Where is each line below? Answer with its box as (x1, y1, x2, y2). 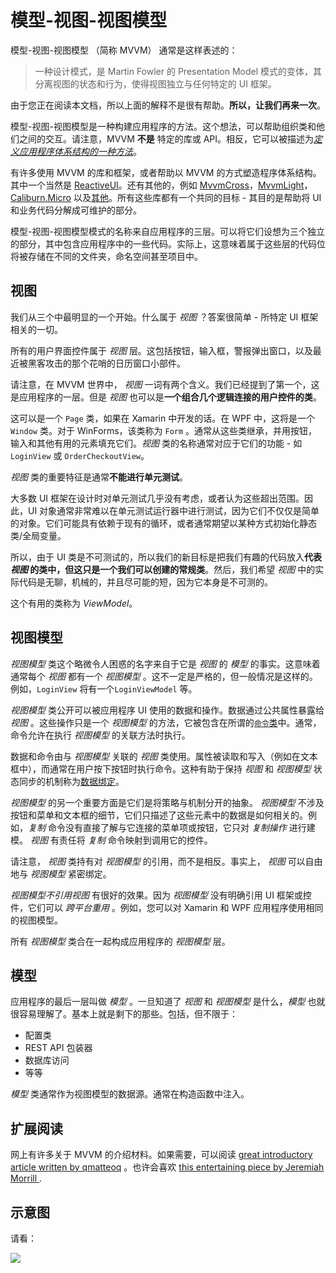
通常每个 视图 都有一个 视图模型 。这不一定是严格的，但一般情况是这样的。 (10, 670, 318, 682)
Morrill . (10, 1172, 43, 1185)
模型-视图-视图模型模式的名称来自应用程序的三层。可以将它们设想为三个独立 (10, 225, 325, 237)
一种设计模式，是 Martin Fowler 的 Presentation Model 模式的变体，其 (34, 65, 323, 77)
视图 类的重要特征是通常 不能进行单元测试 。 (10, 471, 188, 483)
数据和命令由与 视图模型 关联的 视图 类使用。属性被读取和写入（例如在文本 (10, 750, 318, 762)
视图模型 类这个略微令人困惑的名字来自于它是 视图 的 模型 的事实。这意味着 (10, 657, 321, 670)
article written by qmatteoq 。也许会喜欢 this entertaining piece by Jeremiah (10, 1161, 325, 1173)
